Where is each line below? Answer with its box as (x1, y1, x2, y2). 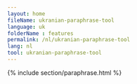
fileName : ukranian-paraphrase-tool (7, 17, 115, 24)
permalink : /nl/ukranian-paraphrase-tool (7, 36, 131, 43)
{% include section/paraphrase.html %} (7, 68, 122, 77)
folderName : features (7, 29, 74, 37)
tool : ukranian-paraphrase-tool (7, 50, 102, 57)
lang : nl (7, 43, 33, 50)
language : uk (7, 23, 46, 30)
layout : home (7, 10, 46, 17)
